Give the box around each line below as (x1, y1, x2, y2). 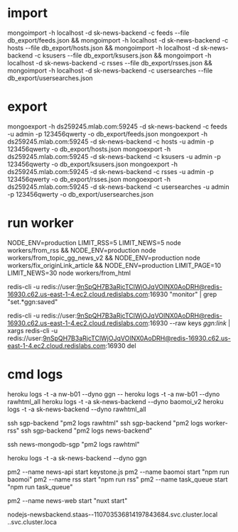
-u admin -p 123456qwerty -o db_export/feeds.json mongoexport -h (7, 129, 208, 138)
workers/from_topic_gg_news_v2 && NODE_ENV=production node (7, 254, 200, 262)
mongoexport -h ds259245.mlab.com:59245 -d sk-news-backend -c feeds (7, 122, 227, 131)
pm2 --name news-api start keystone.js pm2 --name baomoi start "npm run (7, 467, 229, 476)
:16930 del (105, 341, 136, 349)
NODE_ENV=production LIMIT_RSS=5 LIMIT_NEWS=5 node (7, 238, 181, 246)
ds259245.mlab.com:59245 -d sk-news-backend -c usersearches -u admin (7, 183, 229, 191)
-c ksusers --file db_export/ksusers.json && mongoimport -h (34, 51, 212, 60)
